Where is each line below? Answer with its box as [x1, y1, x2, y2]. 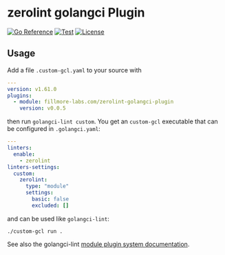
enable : [13, 150, 36, 158]
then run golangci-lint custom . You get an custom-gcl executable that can [7, 117, 218, 125]
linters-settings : [7, 163, 60, 170]
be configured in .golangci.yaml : [7, 125, 101, 133]
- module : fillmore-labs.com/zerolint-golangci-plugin [13, 99, 174, 105]
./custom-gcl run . [7, 227, 63, 235]
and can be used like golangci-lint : [7, 214, 110, 223]
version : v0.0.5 [19, 105, 67, 112]
